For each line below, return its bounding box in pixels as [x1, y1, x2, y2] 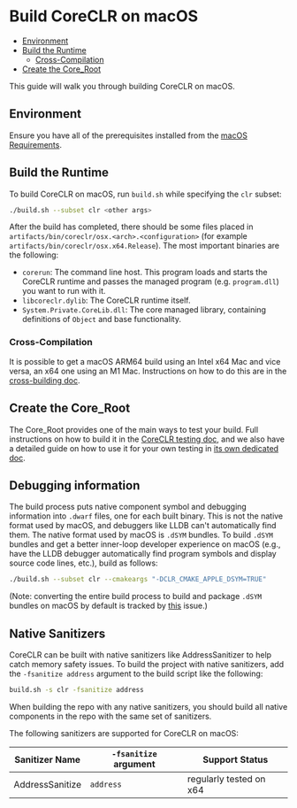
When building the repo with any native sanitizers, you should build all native [9, 701, 288, 712]
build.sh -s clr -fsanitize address [9, 686, 144, 695]
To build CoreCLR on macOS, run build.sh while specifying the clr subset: [9, 189, 282, 199]
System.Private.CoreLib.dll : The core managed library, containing [21, 304, 267, 315]
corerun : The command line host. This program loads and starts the [21, 267, 268, 278]
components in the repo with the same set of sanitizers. [9, 711, 212, 721]
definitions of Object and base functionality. [21, 314, 181, 325]
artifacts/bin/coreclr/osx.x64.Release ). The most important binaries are [9, 241, 280, 251]
